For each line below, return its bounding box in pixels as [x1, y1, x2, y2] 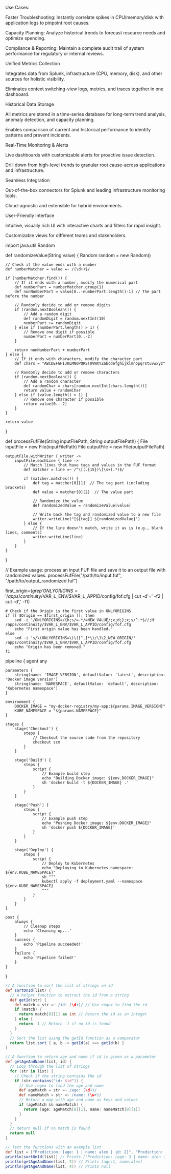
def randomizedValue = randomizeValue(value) [32, 503, 131, 508]
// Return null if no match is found [10, 1126, 90, 1131]
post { [5, 915, 19, 920]
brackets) [5, 485, 27, 490]
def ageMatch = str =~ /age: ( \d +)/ [18, 1088, 97, 1093]
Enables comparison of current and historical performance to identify [5, 127, 151, 132]
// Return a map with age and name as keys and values [18, 1098, 138, 1103]
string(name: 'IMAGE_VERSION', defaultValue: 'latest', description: [14, 672, 166, 677]
